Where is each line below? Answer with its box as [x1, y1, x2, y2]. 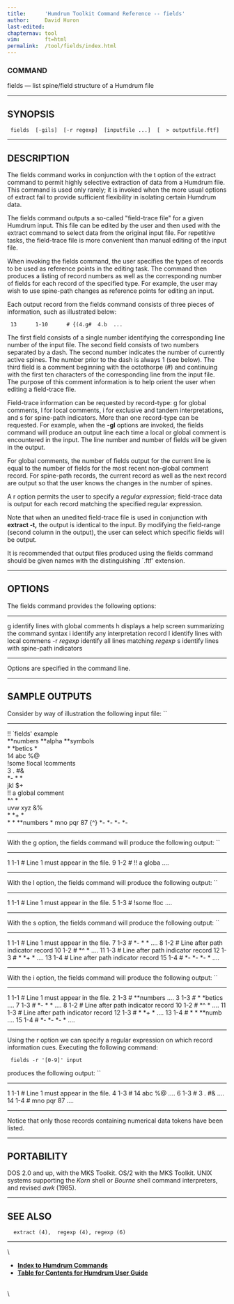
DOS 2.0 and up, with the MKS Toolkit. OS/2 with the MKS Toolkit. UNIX [7, 1169, 212, 1177]
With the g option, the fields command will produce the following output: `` [7, 838, 221, 847]
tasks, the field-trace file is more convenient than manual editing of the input [7, 236, 227, 244]
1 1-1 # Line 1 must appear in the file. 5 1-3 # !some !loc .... [7, 898, 173, 907]
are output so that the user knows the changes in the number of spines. [7, 478, 212, 487]
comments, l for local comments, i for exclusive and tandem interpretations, [7, 406, 224, 414]
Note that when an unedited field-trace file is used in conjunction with [7, 513, 208, 522]
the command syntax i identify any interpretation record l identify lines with [7, 629, 223, 637]
